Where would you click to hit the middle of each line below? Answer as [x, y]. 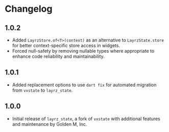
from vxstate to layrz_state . [42, 90]
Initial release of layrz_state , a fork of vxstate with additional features [86, 119]
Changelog [29, 9]
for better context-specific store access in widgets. [66, 46]
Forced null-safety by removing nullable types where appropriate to [83, 51]
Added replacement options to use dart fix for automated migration [84, 84]
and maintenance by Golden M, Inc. [50, 124]
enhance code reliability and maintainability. [58, 56]
